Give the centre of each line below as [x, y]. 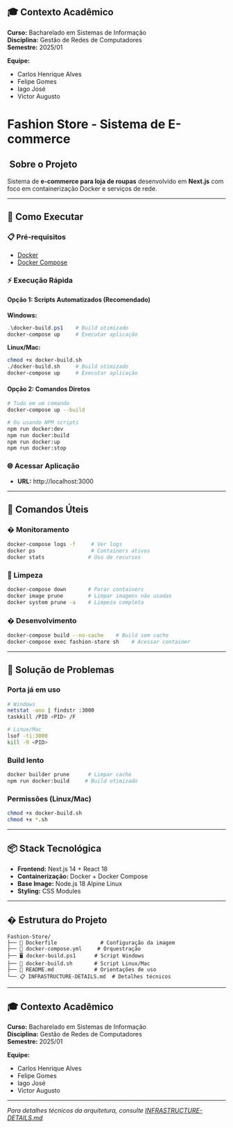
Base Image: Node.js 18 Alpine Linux [70, 883]
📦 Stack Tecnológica [54, 849]
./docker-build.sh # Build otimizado [68, 367]
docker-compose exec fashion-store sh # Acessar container [99, 642]
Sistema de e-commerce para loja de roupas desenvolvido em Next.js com [115, 181]
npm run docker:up [34, 442]
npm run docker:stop [37, 448]
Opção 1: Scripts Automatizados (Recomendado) [79, 300]
